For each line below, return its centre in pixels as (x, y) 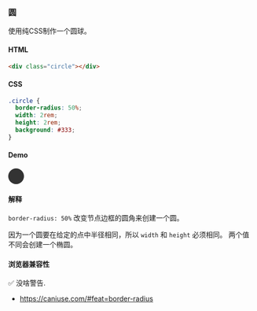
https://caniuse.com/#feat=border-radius (86, 299)
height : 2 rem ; (38, 123)
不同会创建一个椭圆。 (42, 245)
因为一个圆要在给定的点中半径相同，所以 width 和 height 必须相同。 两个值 (129, 235)
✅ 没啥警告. (27, 283)
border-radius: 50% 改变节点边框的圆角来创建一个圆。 (96, 218)
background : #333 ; (46, 130)
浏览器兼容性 (29, 264)
